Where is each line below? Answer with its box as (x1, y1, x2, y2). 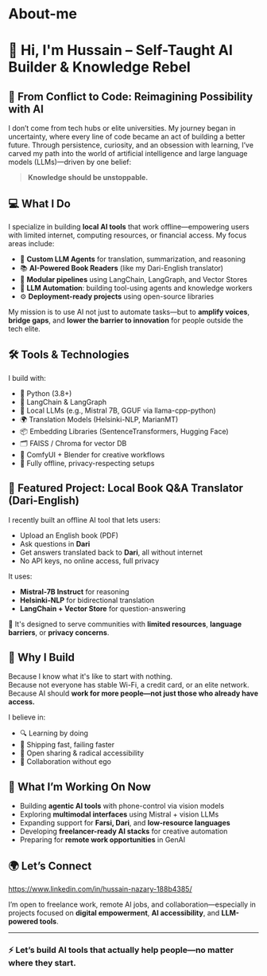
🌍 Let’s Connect (8, 859, 92, 872)
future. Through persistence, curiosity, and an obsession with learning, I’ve (8, 140, 254, 150)
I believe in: (8, 712, 46, 722)
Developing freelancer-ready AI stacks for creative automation (19, 826, 228, 837)
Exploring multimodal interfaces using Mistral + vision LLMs (19, 809, 219, 819)
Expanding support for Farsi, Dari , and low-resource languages (19, 818, 230, 828)
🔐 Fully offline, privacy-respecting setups (19, 458, 155, 468)
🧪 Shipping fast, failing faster (19, 740, 115, 750)
